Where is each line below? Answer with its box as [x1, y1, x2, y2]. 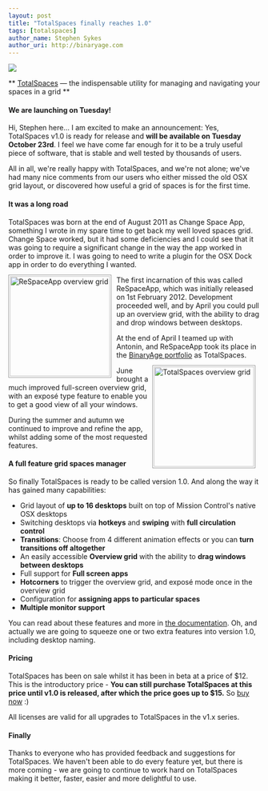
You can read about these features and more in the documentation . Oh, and [8, 617, 258, 628]
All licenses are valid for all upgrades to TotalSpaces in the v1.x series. [8, 712, 240, 721]
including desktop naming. [8, 635, 96, 645]
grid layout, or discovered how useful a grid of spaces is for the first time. [8, 181, 250, 190]
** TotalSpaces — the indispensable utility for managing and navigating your [8, 78, 261, 88]
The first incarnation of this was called [116, 275, 243, 285]
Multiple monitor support [19, 602, 106, 612]
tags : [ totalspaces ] [8, 26, 78, 34]
